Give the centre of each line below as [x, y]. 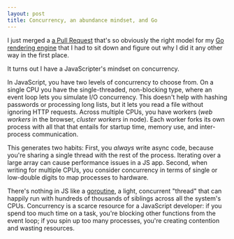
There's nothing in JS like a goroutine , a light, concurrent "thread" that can [115, 191]
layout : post [26, 14]
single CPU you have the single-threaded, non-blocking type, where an [110, 89]
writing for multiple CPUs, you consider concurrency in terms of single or [112, 170]
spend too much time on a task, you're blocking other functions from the [112, 213]
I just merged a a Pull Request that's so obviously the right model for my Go [116, 40]
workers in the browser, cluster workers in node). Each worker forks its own [116, 119]
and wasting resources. [41, 228]
